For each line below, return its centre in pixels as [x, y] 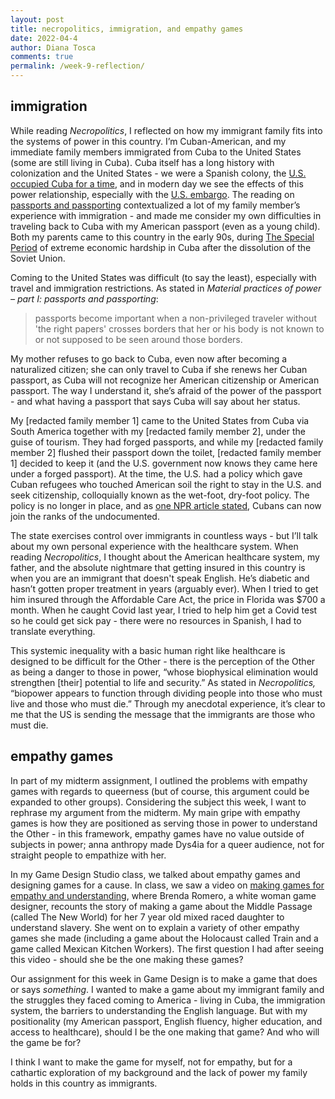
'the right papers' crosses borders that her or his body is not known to [179, 328]
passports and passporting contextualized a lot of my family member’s [155, 205]
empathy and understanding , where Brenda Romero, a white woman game [163, 895]
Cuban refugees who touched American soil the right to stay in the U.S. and [166, 484]
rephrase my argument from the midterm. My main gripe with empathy [155, 812]
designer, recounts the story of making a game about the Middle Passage [161, 906]
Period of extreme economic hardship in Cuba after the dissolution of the [161, 247]
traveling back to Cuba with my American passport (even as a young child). [165, 226]
